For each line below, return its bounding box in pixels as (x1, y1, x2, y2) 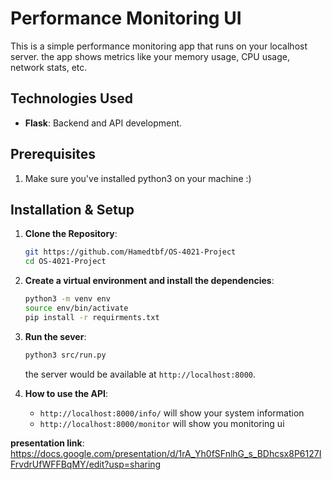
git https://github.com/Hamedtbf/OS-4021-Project (24, 247, 237, 257)
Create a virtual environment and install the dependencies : (24, 275, 275, 287)
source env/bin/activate (24, 303, 129, 313)
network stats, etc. (10, 61, 88, 73)
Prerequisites (10, 146, 96, 163)
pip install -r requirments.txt (24, 312, 160, 322)
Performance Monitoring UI (10, 7, 242, 30)
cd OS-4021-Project (24, 257, 107, 267)
